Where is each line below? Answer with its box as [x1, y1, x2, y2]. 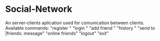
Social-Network [5, 3, 72, 15]
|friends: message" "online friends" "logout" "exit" [5, 30, 109, 36]
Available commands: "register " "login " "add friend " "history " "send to [5, 25, 155, 31]
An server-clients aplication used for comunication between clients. [5, 20, 144, 26]
